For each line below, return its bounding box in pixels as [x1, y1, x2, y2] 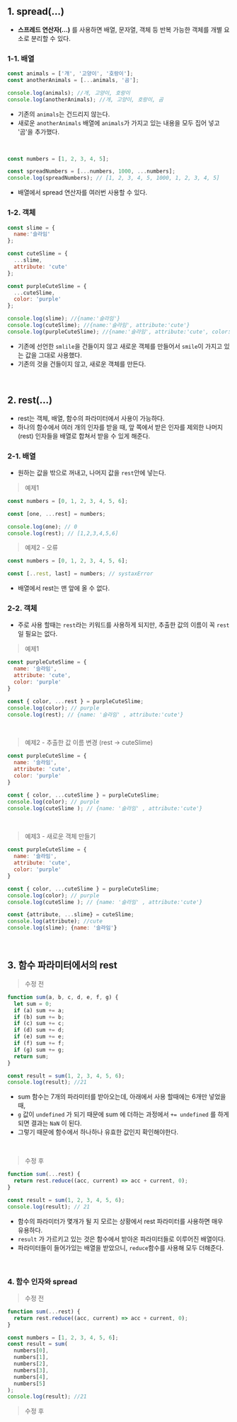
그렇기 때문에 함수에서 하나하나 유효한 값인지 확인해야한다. [17, 1128, 179, 1136]
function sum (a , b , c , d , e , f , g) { [7, 993, 119, 1000]
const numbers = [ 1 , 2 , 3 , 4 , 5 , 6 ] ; [7, 1334, 119, 1341]
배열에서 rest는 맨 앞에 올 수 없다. [17, 584, 110, 593]
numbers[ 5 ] [13, 1380, 46, 1387]
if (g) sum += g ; [13, 1046, 65, 1053]
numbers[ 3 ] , [13, 1367, 50, 1374]
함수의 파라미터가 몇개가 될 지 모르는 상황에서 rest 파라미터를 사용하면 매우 [17, 1217, 224, 1225]
